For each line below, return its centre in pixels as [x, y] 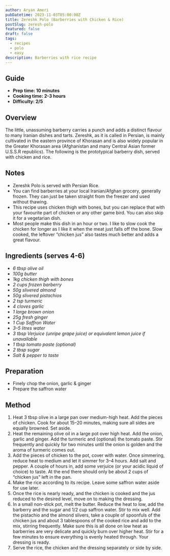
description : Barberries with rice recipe [51, 58]
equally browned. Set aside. [42, 428]
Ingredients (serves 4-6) [45, 256]
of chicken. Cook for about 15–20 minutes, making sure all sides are [84, 423]
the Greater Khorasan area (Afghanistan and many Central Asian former [80, 146]
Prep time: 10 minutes [36, 91]
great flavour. [27, 240]
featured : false [22, 29]
